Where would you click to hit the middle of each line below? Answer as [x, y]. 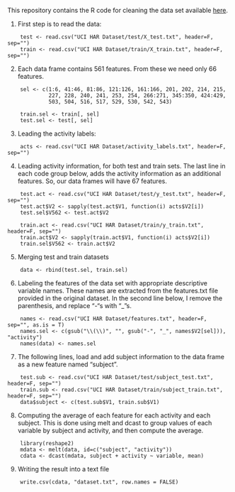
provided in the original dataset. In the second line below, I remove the [120, 298]
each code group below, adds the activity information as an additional [119, 174]
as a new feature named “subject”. [68, 364]
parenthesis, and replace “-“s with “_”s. [75, 306]
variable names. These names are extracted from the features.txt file [117, 291]
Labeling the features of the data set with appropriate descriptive [112, 283]
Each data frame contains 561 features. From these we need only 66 [117, 69]
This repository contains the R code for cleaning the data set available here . [118, 10]
